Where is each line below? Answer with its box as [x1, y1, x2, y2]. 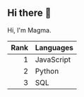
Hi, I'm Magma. [7, 25, 52, 34]
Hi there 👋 [7, 7, 52, 19]
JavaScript [35, 55, 71, 64]
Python [35, 66, 59, 76]
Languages [35, 42, 74, 52]
